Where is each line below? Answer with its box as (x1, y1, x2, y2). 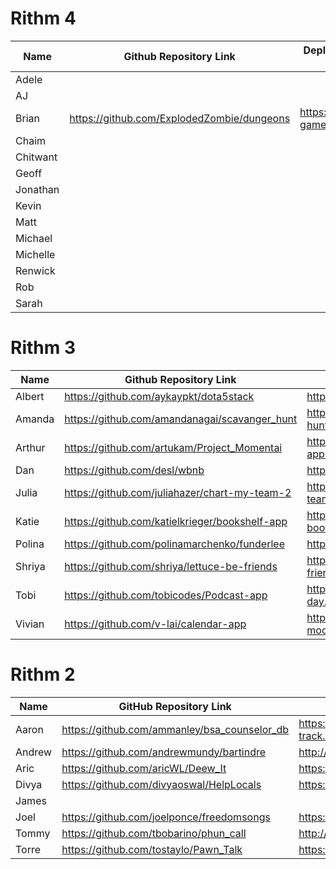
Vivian (15, 617, 45, 631)
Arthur (15, 440, 46, 454)
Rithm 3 (10, 337, 76, 359)
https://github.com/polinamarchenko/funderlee (64, 537, 285, 551)
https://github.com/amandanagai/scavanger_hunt (64, 412, 298, 426)
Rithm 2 (10, 663, 76, 686)
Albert (15, 389, 45, 403)
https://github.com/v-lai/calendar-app (64, 617, 247, 631)
